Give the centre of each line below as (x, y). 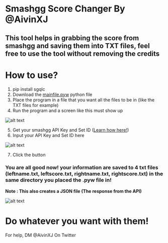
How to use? (32, 75)
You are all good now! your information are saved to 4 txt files (82, 168)
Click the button (29, 155)
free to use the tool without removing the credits (82, 53)
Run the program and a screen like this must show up (68, 110)
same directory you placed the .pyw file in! (58, 180)
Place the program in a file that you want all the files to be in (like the (83, 100)
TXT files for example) (35, 105)
